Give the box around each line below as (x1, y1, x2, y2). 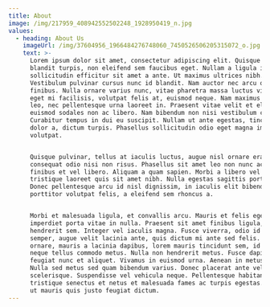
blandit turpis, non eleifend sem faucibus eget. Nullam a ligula (29, 64, 257, 72)
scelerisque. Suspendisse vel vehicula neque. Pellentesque (29, 272, 235, 280)
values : (8, 27, 35, 35)
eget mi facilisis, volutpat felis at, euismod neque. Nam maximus (29, 94, 261, 102)
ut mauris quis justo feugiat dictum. (29, 286, 160, 294)
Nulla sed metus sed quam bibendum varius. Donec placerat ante (29, 264, 250, 272)
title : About (8, 11, 52, 20)
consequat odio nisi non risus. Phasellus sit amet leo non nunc (29, 160, 253, 169)
